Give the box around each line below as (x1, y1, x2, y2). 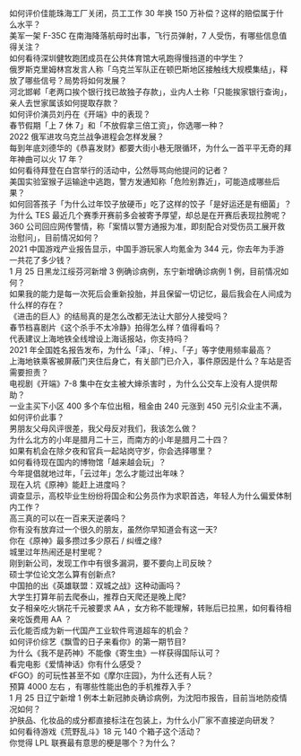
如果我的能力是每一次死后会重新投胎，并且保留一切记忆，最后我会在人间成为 (9, 288, 292, 299)
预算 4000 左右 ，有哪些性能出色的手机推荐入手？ (9, 681, 193, 691)
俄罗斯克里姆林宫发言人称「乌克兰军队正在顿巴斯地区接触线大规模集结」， (9, 64, 280, 75)
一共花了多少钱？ (9, 255, 73, 265)
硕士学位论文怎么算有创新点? (9, 569, 116, 579)
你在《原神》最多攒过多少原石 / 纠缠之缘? (9, 535, 163, 546)
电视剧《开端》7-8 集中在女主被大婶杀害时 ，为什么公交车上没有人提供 (9, 378, 271, 389)
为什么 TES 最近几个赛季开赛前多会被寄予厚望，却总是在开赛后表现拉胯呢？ (9, 210, 288, 220)
